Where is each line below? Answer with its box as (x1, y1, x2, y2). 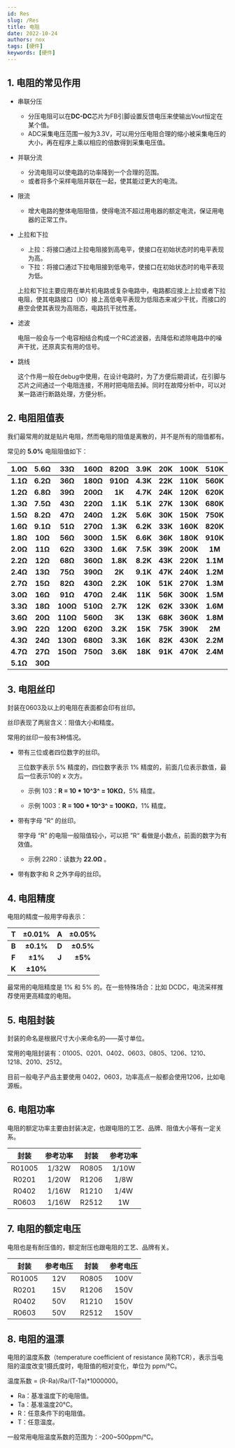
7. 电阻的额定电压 (7, 1223, 81, 1235)
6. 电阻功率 (7, 1104, 55, 1116)
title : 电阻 (7, 23, 40, 30)
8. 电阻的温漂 (7, 1333, 64, 1345)
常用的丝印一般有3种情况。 (7, 733, 85, 742)
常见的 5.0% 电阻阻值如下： (7, 446, 89, 456)
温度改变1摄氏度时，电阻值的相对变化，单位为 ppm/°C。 (19, 1362, 181, 1370)
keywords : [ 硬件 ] (7, 50, 56, 57)
